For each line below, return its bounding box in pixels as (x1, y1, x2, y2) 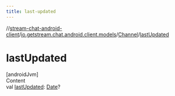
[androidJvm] (6, 71, 39, 78)
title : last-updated (6, 8, 57, 15)
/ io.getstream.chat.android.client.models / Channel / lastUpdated (19, 30, 169, 38)
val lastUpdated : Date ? (6, 83, 61, 90)
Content (6, 77, 26, 84)
